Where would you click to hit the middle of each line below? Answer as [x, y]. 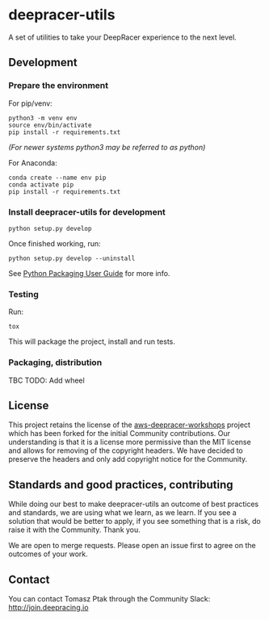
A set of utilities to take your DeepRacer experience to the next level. [122, 37]
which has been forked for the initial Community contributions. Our [120, 434]
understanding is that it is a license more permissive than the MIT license [130, 442]
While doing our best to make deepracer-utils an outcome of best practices [134, 504]
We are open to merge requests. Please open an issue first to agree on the [132, 546]
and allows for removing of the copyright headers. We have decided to [126, 450]
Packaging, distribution [55, 362]
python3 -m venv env [43, 118]
